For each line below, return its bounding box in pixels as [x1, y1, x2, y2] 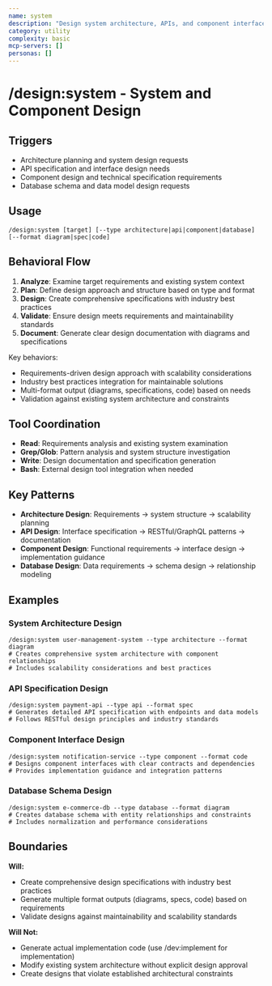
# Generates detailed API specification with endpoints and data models [8, 708, 259, 716]
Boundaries [8, 839, 68, 854]
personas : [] [8, 49, 53, 57]
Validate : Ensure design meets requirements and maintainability [19, 311, 234, 321]
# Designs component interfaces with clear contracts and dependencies [8, 759, 255, 767]
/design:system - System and [8, 84, 212, 103]
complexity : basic [8, 34, 70, 43]
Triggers [8, 134, 53, 147]
